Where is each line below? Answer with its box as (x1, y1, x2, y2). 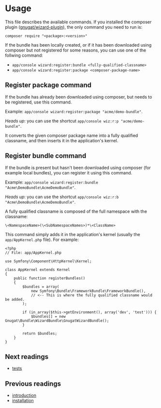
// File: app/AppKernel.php (5, 250, 62, 255)
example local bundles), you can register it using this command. (5, 170, 132, 175)
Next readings (5, 353, 49, 361)
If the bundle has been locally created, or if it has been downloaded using (5, 42, 152, 48)
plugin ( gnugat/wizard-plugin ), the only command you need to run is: (5, 24, 143, 30)
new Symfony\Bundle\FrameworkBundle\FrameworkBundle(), (30, 289, 146, 293)
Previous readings (5, 379, 61, 388)
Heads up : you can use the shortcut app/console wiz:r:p (5, 118, 119, 124)
